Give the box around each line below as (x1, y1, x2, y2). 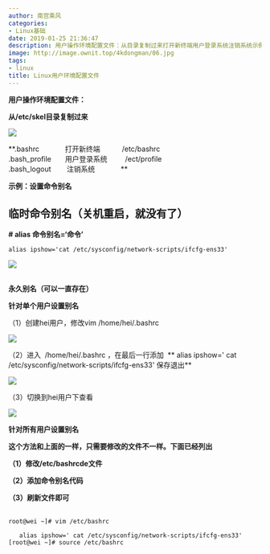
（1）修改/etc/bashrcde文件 (8, 458, 103, 468)
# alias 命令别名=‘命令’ (8, 230, 84, 240)
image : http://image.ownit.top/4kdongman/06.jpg (8, 49, 174, 57)
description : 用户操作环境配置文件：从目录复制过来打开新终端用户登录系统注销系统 (8, 42, 253, 50)
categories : (8, 19, 48, 27)
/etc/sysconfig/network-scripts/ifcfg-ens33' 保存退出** (8, 359, 192, 370)
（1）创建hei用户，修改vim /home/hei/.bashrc (8, 318, 159, 327)
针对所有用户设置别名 (8, 424, 79, 434)
